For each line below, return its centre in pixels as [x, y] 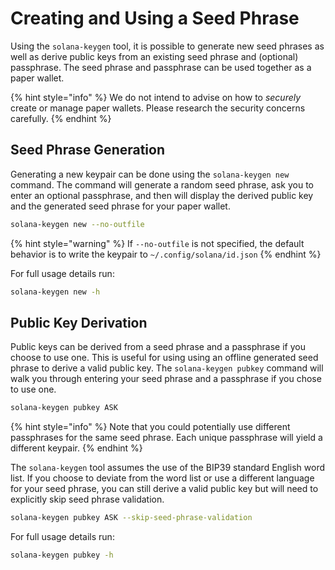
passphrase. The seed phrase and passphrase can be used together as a [161, 67]
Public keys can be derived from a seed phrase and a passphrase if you [158, 347]
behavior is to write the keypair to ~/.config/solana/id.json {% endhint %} [166, 254]
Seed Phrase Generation [88, 150]
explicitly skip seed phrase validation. [87, 499]
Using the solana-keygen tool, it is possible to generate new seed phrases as [167, 46]
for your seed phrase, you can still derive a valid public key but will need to [164, 489]
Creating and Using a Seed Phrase [155, 18]
